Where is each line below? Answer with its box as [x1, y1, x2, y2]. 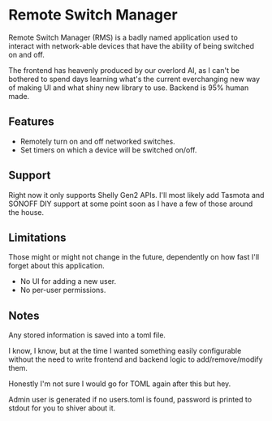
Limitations [8, 230, 67, 244]
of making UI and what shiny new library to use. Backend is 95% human [8, 83, 249, 92]
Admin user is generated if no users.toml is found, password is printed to [8, 395, 253, 405]
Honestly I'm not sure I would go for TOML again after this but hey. [8, 379, 231, 389]
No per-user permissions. [19, 286, 106, 295]
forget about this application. [8, 261, 106, 271]
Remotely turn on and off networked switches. [19, 136, 176, 146]
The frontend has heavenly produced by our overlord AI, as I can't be [8, 65, 240, 75]
